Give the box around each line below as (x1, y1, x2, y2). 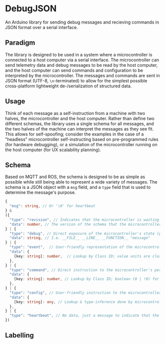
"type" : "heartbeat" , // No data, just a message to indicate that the (9, 313, 160, 318)
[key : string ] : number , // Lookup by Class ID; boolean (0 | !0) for (14, 277, 160, 282)
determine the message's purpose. (5, 189, 76, 195)
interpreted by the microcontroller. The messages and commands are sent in (5, 72, 160, 79)
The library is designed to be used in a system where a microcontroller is (5, 52, 153, 57)
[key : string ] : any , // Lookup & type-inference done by (14, 299, 133, 304)
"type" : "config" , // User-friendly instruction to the (9, 290, 126, 295)
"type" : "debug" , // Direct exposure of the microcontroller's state (9, 231, 155, 236)
